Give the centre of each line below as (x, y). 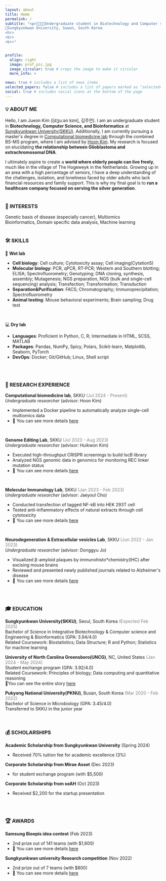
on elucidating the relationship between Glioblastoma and (65, 147)
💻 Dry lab (16, 324)
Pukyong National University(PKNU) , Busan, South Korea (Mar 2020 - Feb (82, 693)
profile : (14, 55)
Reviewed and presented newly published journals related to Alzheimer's (86, 570)
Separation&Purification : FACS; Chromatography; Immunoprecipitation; (85, 289)
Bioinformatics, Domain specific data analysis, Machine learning (70, 222)
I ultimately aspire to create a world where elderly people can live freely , (80, 162)
